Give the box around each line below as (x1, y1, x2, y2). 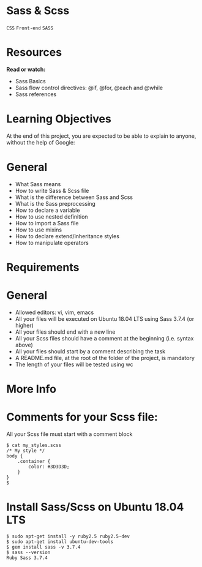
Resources (6, 45, 62, 59)
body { (6, 453, 23, 459)
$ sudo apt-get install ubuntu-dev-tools (6, 538, 114, 545)
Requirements (6, 260, 80, 274)
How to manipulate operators (15, 239, 89, 246)
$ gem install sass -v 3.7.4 (6, 544, 81, 550)
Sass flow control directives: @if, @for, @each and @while (15, 84, 163, 91)
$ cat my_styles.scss (6, 442, 62, 448)
